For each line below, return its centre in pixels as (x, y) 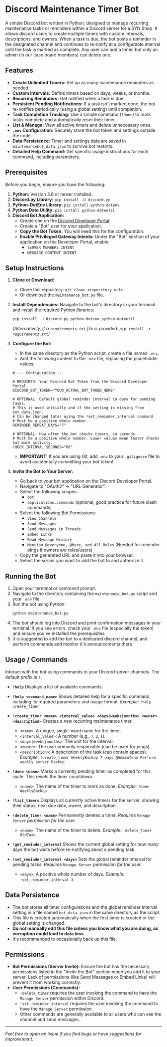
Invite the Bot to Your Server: (43, 471)
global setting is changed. (39, 923)
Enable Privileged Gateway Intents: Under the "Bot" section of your (90, 236)
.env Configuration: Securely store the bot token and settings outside (84, 130)
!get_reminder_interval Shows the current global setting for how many (85, 844)
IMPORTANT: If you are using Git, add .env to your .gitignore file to (90, 456)
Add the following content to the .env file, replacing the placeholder (89, 359)
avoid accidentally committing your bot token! (66, 462)
